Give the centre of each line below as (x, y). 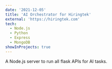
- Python (19, 33)
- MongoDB (20, 42)
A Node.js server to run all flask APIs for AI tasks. (56, 61)
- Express (20, 38)
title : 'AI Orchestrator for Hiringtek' (48, 14)
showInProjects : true (28, 47)
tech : (11, 24)
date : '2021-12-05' (26, 10)
